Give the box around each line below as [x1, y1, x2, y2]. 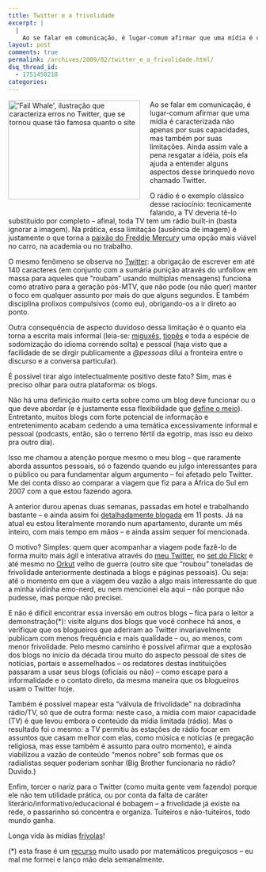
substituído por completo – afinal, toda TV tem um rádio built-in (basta [8, 215, 237, 226]
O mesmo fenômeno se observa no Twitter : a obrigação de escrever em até [8, 257, 256, 266]
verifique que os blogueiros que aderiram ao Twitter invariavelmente [8, 625, 231, 634]
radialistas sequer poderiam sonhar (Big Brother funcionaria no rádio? [8, 758, 236, 767]
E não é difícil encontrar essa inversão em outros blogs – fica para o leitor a [8, 607, 254, 618]
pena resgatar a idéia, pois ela [150, 150, 248, 159]
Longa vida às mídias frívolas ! [8, 831, 105, 840]
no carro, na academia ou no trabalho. [8, 241, 133, 250]
